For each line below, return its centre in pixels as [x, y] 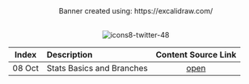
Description [70, 55]
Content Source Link [196, 55]
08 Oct [25, 68]
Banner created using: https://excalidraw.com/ [136, 11]
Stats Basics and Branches [97, 68]
